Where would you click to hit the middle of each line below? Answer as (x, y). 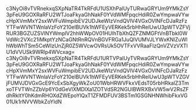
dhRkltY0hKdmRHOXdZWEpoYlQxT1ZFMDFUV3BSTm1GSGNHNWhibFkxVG (97, 95)
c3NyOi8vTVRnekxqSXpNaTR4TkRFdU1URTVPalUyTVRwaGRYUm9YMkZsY (97, 58)
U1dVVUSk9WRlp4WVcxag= (40, 52)
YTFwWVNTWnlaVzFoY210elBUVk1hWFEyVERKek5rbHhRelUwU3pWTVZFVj (98, 27)
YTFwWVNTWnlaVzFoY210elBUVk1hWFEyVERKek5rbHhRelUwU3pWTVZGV (98, 77)
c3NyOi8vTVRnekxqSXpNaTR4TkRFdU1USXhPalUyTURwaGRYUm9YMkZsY (97, 8)
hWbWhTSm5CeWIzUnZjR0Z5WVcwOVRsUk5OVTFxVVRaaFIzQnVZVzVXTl (97, 46)
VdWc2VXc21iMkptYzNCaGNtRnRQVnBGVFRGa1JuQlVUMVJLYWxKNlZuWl (97, 39)
